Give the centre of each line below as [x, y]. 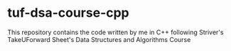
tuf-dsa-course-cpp [68, 13]
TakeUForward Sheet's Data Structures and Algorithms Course [99, 39]
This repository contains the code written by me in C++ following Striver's [116, 32]
